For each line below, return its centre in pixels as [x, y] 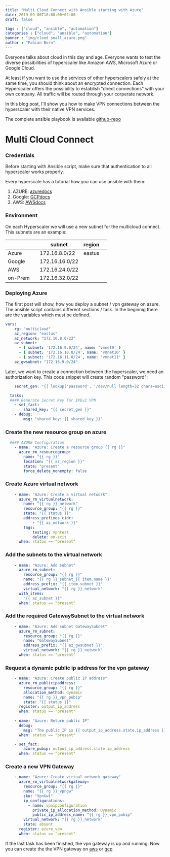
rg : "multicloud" [33, 329]
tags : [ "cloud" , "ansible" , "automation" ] [52, 28]
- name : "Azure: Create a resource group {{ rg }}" [70, 447]
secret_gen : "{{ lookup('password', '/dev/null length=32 [77, 386]
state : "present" [41, 466]
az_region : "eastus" [36, 334]
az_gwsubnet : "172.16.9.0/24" [46, 362]
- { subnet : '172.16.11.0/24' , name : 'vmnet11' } [72, 357]
